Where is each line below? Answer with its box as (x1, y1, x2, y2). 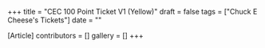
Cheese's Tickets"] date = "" (7, 15, 102, 25)
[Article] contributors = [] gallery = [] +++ (7, 31, 144, 40)
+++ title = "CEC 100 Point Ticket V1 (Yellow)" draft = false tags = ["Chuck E (7, 7, 258, 16)
